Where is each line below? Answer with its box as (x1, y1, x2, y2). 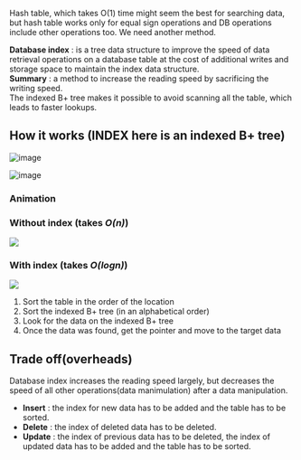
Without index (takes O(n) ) (9, 216, 129, 229)
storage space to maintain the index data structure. (9, 63, 200, 74)
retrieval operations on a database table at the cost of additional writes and (9, 54, 289, 64)
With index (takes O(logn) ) (9, 258, 128, 271)
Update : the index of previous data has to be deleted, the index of (22, 431, 271, 442)
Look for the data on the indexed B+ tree (22, 315, 174, 326)
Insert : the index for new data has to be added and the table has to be (22, 402, 287, 414)
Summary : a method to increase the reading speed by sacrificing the (9, 73, 269, 84)
